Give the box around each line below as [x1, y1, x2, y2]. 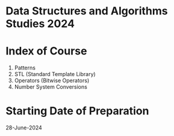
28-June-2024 [5, 124, 43, 131]
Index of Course [5, 44, 87, 58]
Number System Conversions [14, 83, 88, 90]
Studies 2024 [5, 17, 75, 31]
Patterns [14, 64, 36, 71]
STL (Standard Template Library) [14, 71, 96, 78]
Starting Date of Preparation [5, 104, 149, 118]
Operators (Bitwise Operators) [14, 77, 90, 84]
